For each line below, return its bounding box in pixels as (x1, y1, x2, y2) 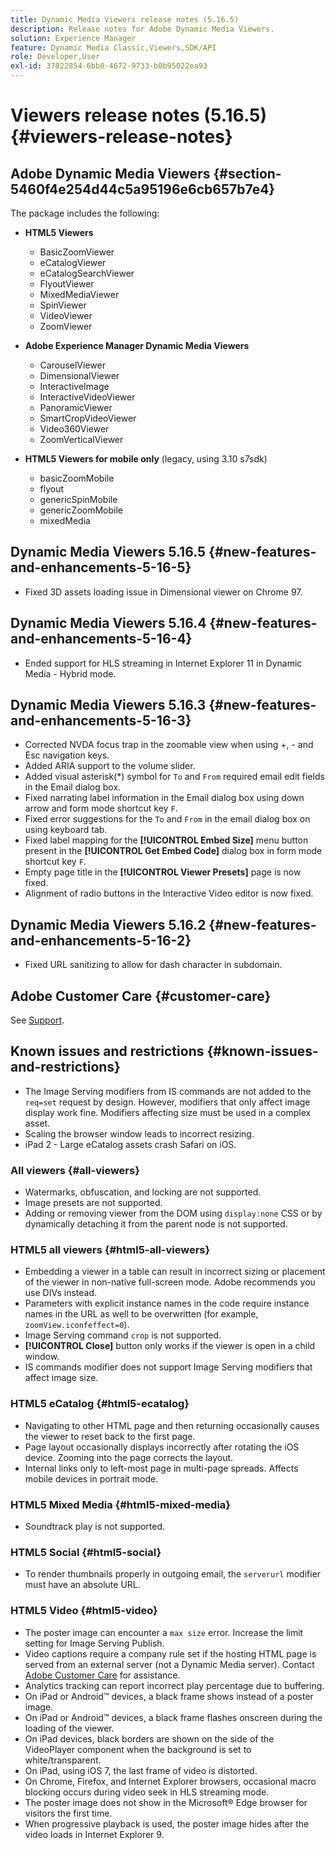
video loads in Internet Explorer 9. (24, 1828, 165, 1840)
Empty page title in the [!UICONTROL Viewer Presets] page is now (24, 866, 302, 878)
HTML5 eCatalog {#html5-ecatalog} (10, 1397, 190, 1411)
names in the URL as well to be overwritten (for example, (24, 1308, 259, 1320)
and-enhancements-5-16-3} (10, 712, 192, 730)
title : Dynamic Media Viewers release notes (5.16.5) (10, 14, 240, 25)
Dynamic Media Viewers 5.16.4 (10, 615, 207, 632)
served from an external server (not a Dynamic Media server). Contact (24, 1658, 315, 1670)
